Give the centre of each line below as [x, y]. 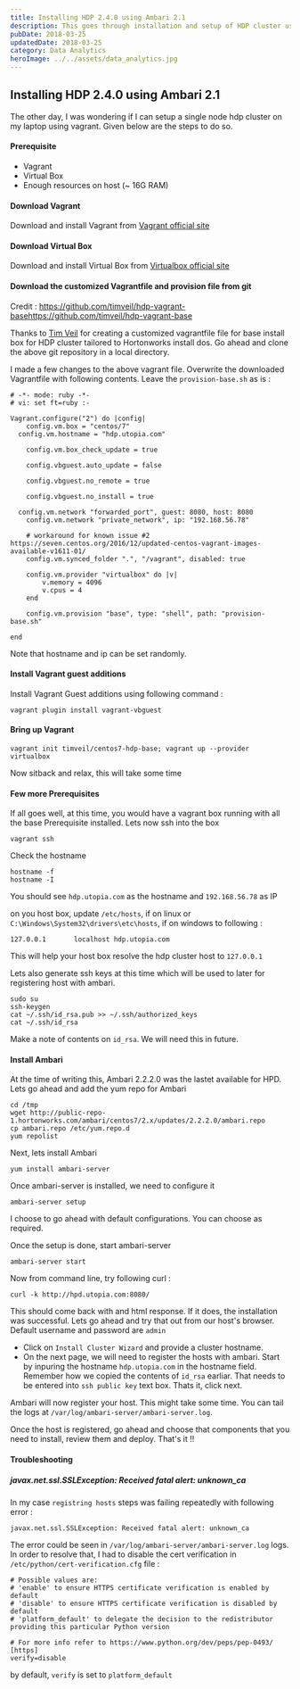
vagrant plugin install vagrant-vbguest [86, 710]
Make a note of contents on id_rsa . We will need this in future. [124, 1039]
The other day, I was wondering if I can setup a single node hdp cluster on [146, 116]
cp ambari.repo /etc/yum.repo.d [70, 1129]
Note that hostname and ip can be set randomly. [98, 653]
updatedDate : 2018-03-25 [56, 42]
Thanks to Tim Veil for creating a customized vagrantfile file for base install [147, 333]
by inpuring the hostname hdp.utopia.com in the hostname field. [140, 1367]
